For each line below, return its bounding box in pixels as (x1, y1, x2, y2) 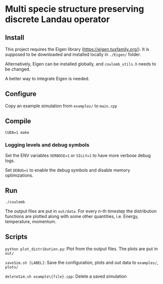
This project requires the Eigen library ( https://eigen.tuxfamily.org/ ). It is (5, 47, 150, 52)
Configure (5, 90, 37, 98)
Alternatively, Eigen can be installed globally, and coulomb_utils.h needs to (5, 61, 156, 67)
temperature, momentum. (5, 218, 57, 224)
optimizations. (5, 172, 34, 178)
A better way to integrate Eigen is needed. (5, 76, 90, 81)
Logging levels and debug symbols (5, 141, 89, 148)
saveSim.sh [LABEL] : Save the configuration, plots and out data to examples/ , (5, 260, 159, 265)
